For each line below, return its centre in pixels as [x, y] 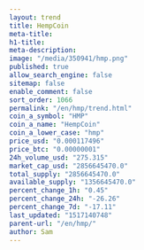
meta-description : [43, 51]
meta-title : [31, 34]
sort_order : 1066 [41, 100]
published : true [39, 67]
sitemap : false [37, 83]
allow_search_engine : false [61, 75]
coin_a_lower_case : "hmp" [57, 133]
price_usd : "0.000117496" [57, 141]
